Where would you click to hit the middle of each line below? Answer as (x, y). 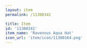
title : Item (18, 24)
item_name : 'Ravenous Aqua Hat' (39, 33)
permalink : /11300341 (28, 15)
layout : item (19, 10)
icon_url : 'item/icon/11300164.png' (44, 38)
